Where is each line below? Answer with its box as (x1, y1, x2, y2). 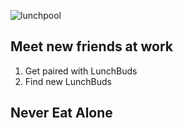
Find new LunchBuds (24, 75, 112, 87)
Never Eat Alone (10, 105, 113, 122)
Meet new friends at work (10, 38, 173, 55)
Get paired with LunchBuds (24, 65, 138, 77)
